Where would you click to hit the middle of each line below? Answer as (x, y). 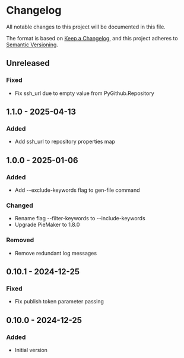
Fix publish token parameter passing (59, 302)
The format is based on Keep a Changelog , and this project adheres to (92, 38)
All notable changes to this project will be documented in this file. (86, 27)
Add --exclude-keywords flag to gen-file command (77, 190)
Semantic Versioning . (32, 45)
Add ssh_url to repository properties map (65, 142)
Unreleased (28, 63)
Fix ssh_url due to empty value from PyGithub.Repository (84, 93)
